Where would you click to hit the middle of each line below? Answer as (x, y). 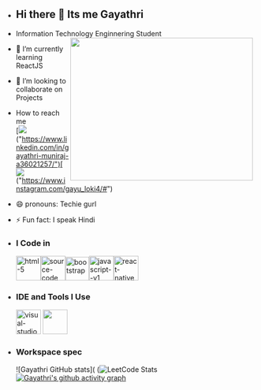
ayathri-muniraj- (42, 155)
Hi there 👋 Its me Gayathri (80, 15)
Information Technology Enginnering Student (88, 33)
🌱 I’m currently (39, 49)
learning (29, 57)
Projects (29, 97)
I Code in (33, 243)
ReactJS (29, 65)
